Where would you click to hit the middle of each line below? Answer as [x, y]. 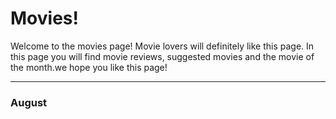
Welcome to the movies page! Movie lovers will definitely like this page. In [162, 46]
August [29, 102]
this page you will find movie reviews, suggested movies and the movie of [162, 56]
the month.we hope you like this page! [89, 67]
